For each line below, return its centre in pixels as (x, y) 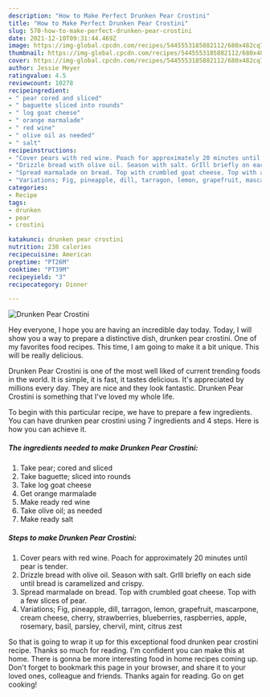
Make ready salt (47, 519)
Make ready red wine (55, 502)
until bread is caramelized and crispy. (82, 584)
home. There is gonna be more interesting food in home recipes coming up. (133, 659)
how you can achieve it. (47, 429)
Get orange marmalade (58, 494)
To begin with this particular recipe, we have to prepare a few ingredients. (131, 412)
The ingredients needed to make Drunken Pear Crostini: (103, 448)
